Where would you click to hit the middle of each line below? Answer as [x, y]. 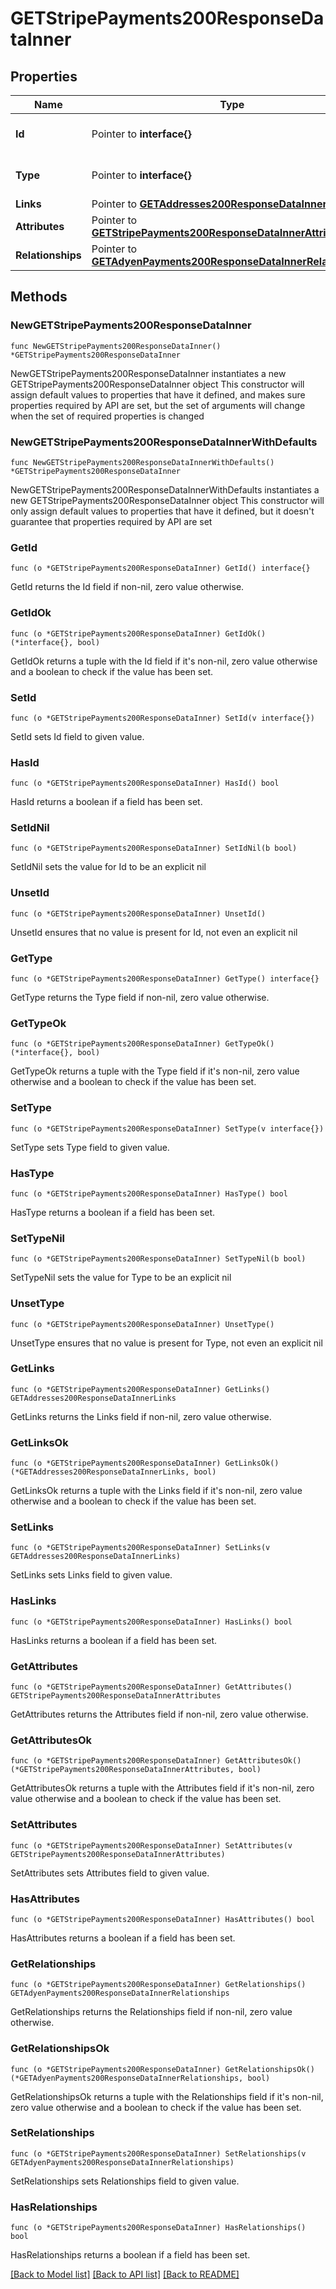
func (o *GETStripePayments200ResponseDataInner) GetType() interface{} [165, 979]
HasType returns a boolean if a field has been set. [113, 1212]
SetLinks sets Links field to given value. [91, 1575]
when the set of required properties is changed [107, 416]
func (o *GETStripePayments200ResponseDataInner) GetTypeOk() [142, 1044]
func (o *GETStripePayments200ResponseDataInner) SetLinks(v [140, 1548]
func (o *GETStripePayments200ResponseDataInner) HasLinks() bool [151, 1622]
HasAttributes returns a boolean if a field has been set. [123, 1938]
